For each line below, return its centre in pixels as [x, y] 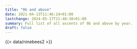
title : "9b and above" [28, 10]
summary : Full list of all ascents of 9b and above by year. [69, 23]
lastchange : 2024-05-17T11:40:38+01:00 [46, 19]
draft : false [18, 28]
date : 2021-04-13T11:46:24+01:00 [39, 14]
